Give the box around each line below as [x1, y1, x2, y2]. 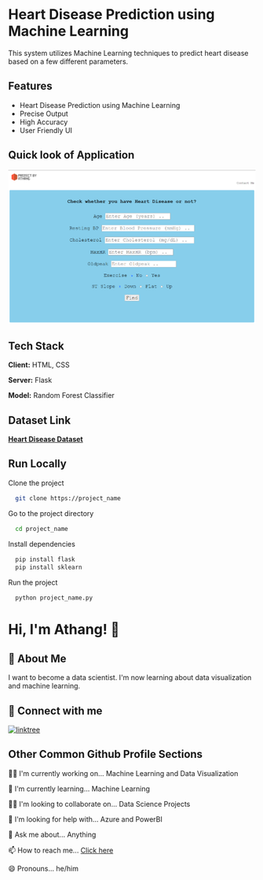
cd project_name [15, 525, 68, 533]
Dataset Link [8, 414, 71, 427]
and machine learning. [8, 681, 81, 691]
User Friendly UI [19, 125, 73, 135]
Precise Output [19, 109, 68, 118]
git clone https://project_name [15, 494, 122, 502]
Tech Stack [8, 339, 64, 352]
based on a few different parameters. [8, 57, 129, 66]
